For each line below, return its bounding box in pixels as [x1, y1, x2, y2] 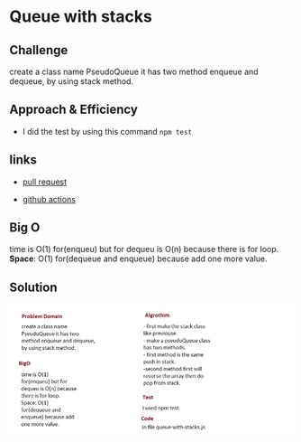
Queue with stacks [9, 6, 153, 27]
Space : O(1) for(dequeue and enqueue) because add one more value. [9, 253, 268, 264]
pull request [22, 176, 68, 187]
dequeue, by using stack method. [9, 76, 133, 87]
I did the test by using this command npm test [22, 126, 192, 136]
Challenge [9, 42, 68, 58]
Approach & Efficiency [9, 102, 138, 118]
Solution [9, 279, 58, 295]
